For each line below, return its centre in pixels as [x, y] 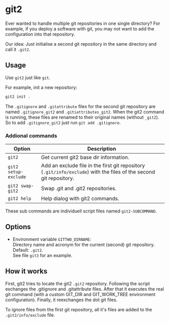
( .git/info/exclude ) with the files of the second [98, 172]
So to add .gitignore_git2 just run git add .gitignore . [63, 122]
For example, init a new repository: [41, 87]
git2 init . [18, 97]
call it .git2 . [18, 49]
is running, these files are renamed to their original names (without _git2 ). [82, 117]
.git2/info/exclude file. [30, 315]
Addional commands [31, 135]
